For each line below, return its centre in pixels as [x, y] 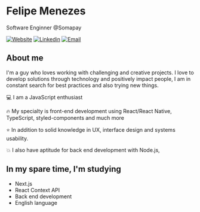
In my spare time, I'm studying [64, 169]
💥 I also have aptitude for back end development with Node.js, [83, 150]
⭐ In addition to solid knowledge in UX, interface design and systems [91, 129]
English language [36, 202]
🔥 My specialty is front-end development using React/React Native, [89, 111]
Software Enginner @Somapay [44, 28]
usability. [17, 138]
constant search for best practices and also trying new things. [83, 85]
